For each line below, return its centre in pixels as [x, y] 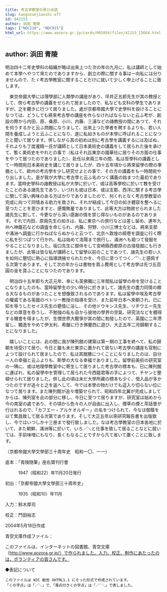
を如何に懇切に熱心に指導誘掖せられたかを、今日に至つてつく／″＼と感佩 [80, 258]
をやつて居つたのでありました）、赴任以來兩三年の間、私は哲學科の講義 [78, 158]
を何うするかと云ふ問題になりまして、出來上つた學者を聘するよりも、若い [81, 127]
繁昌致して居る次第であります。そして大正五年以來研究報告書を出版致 [85, 416]
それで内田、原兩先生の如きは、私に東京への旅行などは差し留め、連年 [85, 221]
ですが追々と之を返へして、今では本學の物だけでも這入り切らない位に [90, 385]
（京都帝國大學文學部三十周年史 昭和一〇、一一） [57, 451]
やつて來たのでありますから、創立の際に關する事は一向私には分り [94, 73]
